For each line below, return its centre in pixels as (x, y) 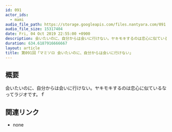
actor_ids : (17, 15)
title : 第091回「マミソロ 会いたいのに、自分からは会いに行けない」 (69, 53)
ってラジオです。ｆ (25, 95)
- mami (17, 19)
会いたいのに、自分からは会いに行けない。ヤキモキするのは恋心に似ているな (86, 88)
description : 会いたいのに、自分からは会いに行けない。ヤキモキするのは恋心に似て (83, 39)
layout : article (23, 48)
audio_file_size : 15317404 (34, 29)
